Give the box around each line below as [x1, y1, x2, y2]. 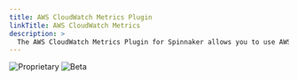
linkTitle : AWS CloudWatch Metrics [9, 21, 141, 30]
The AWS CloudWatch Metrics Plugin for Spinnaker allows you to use [17, 37, 276, 47]
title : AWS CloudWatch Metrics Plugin [9, 12, 153, 22]
